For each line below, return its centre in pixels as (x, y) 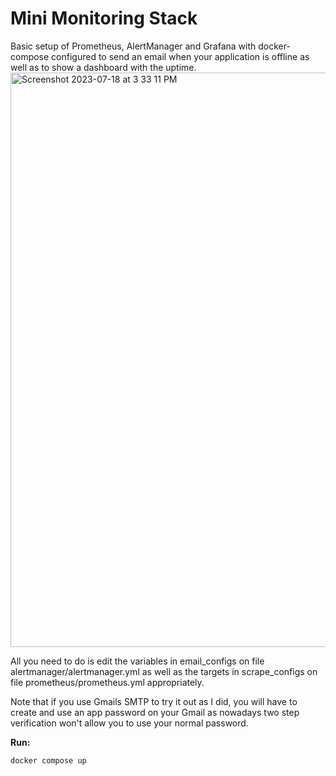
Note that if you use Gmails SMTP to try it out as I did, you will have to (154, 701)
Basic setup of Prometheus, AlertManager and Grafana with (133, 46)
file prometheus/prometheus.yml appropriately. (107, 682)
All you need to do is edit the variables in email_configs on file (137, 661)
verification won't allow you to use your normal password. (129, 723)
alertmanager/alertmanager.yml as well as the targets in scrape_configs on (164, 671)
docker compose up (48, 760)
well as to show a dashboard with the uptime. (103, 67)
